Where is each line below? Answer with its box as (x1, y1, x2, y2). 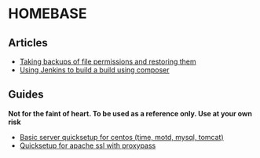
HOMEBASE (8, 5, 87, 23)
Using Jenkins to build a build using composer (19, 65, 170, 75)
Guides (8, 88, 45, 101)
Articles (8, 36, 49, 50)
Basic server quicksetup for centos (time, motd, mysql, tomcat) (19, 132, 224, 141)
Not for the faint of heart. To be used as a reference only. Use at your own (8, 108, 253, 118)
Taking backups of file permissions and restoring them (19, 57, 196, 66)
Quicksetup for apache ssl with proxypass (19, 141, 156, 150)
